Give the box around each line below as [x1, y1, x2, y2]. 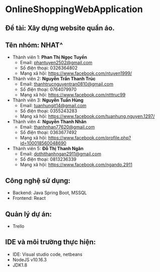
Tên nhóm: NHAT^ [5, 40, 63, 49]
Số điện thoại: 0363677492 [20, 129, 77, 135]
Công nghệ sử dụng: [5, 176, 70, 185]
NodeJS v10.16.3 [12, 256, 47, 262]
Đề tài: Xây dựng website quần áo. [5, 24, 115, 32]
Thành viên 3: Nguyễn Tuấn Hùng [12, 97, 84, 103]
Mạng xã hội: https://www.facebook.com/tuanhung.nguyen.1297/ [20, 113, 155, 119]
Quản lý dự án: [5, 210, 52, 218]
